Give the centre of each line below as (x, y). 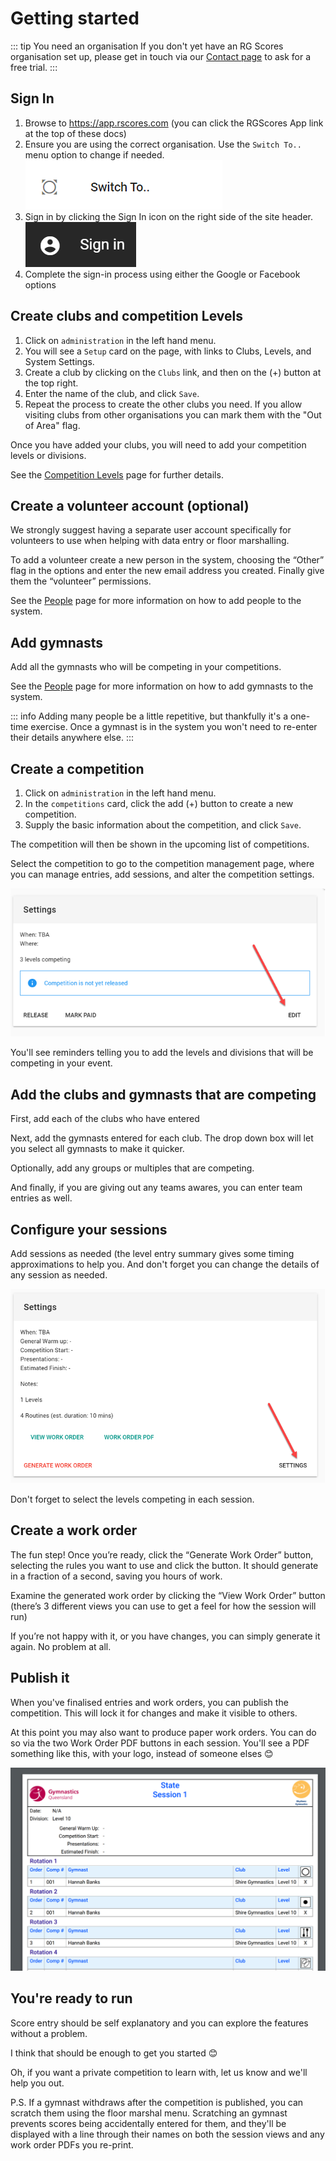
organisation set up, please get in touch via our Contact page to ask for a (161, 56)
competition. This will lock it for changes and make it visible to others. (154, 1713)
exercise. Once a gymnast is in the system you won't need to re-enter (174, 727)
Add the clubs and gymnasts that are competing (163, 1094)
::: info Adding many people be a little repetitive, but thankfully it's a (149, 716)
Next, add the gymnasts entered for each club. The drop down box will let (162, 1138)
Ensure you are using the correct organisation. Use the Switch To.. (163, 144)
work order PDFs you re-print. (72, 2144)
